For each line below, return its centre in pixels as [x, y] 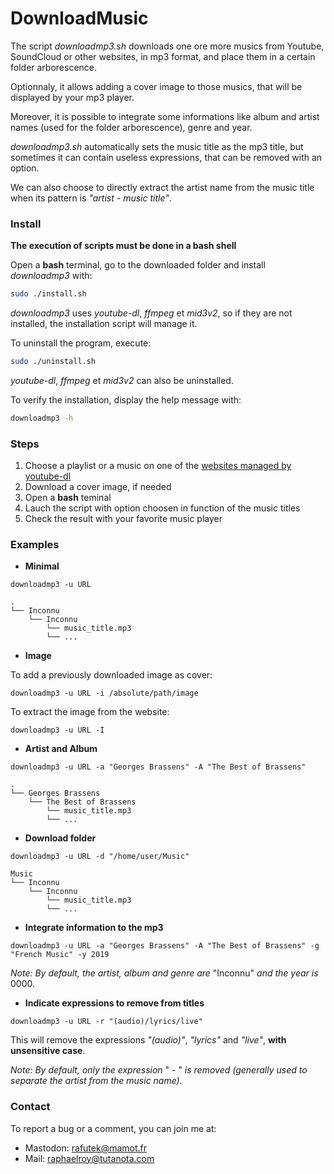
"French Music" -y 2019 [60, 955]
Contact [30, 1107]
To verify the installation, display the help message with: [126, 399]
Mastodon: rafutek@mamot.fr [86, 1148]
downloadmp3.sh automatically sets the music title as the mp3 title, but [157, 146]
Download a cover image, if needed [98, 487]
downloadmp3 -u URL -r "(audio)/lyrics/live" [106, 1022]
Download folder [60, 838]
